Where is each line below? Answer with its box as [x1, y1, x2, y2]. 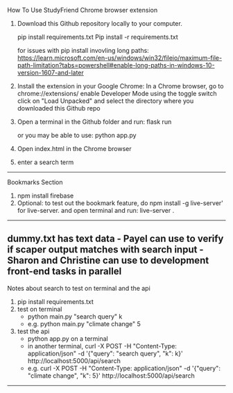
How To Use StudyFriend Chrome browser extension [7, 6, 158, 14]
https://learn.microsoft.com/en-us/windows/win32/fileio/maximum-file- [17, 54, 223, 62]
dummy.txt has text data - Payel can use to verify [7, 233, 224, 245]
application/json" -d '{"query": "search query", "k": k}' [27, 349, 183, 358]
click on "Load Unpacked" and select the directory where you [17, 97, 194, 105]
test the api [17, 327, 50, 335]
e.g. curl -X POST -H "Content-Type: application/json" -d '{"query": [27, 364, 221, 372]
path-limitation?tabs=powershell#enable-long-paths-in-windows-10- [17, 61, 215, 69]
